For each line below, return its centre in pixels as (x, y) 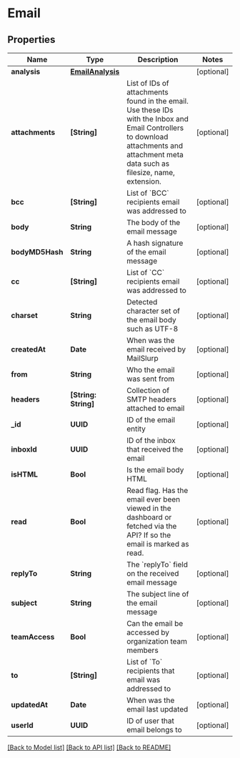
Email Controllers (155, 128)
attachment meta (155, 155)
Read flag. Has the (157, 490)
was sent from (150, 379)
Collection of (148, 390)
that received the (155, 449)
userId (22, 725)
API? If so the (149, 535)
